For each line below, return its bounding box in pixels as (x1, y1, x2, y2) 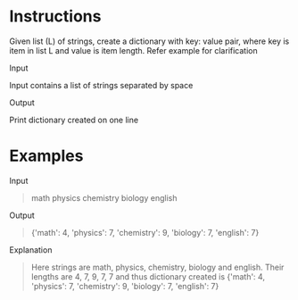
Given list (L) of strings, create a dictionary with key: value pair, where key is (9, 36, 290, 46)
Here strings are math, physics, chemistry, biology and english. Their (30, 262, 285, 272)
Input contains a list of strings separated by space (9, 79, 194, 90)
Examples (9, 146, 84, 166)
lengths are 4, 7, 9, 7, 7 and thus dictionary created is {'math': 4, (30, 271, 266, 282)
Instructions (9, 6, 102, 27)
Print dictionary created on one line (9, 114, 139, 125)
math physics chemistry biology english (30, 192, 178, 203)
